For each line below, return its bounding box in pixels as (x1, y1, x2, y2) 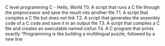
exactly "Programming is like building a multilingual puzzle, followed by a (5, 31, 155, 36)
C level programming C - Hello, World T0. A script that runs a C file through (5, 4, 160, 10)
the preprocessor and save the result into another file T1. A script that (5, 9, 148, 15)
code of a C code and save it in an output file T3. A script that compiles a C (5, 20, 160, 26)
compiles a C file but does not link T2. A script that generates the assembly (5, 15, 160, 20)
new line (5, 36, 22, 42)
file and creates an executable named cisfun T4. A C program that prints (5, 25, 154, 31)
